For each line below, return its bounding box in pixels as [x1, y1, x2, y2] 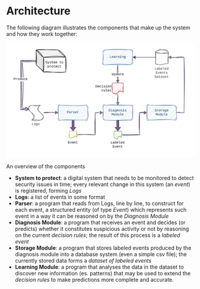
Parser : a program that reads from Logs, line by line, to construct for [14, 200, 184, 207]
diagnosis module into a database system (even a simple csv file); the [14, 251, 187, 258]
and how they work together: [6, 30, 78, 37]
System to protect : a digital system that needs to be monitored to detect [14, 175, 194, 182]
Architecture [6, 4, 71, 18]
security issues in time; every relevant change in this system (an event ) [14, 181, 190, 188]
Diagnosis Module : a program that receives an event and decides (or [14, 219, 186, 226]
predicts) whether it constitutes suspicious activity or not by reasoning [14, 226, 189, 233]
